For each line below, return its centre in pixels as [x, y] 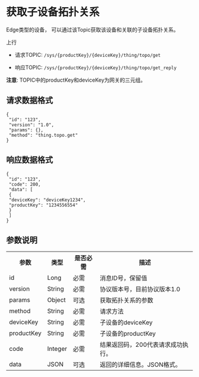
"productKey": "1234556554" [43, 205]
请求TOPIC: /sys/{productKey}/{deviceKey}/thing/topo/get [88, 54]
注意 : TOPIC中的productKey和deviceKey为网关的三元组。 [76, 80]
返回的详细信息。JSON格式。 [141, 365]
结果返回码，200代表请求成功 [141, 345]
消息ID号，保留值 [123, 278]
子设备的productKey [128, 334]
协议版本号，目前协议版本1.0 [140, 289]
